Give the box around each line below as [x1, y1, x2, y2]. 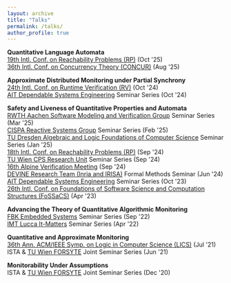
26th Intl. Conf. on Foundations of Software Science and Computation [7, 185, 205, 193]
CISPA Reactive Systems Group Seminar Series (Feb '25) [7, 126, 169, 134]
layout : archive [7, 10, 54, 17]
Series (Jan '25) [7, 140, 53, 149]
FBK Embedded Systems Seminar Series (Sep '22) [7, 213, 150, 221]
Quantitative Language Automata [7, 48, 105, 56]
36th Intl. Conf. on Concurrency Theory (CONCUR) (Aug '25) [7, 63, 180, 71]
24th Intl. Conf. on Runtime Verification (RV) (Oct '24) [7, 83, 159, 92]
